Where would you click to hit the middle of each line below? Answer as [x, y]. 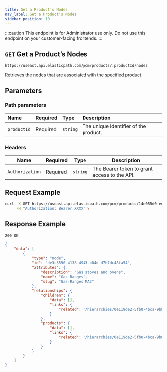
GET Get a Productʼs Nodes [46, 54]
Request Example [33, 192]
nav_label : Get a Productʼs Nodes [41, 14]
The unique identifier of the [114, 126]
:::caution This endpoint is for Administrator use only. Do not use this [75, 33]
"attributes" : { [48, 267]
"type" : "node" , [48, 258]
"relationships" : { [52, 291]
